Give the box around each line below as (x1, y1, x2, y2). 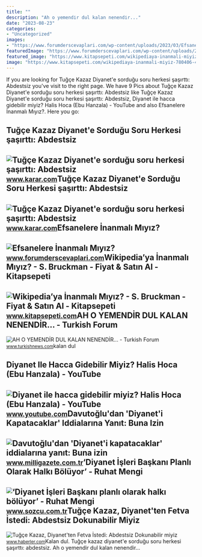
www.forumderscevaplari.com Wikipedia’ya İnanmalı (6, 252, 189, 263)
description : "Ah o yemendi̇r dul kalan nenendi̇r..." (6, 14, 141, 20)
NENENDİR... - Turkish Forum (6, 320, 118, 330)
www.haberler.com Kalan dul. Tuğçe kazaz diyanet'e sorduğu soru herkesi (6, 537, 182, 545)
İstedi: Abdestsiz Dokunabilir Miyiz (6, 515, 140, 526)
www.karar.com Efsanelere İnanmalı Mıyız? (6, 222, 161, 232)
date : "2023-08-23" (6, 20, 55, 26)
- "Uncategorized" (6, 31, 52, 37)
